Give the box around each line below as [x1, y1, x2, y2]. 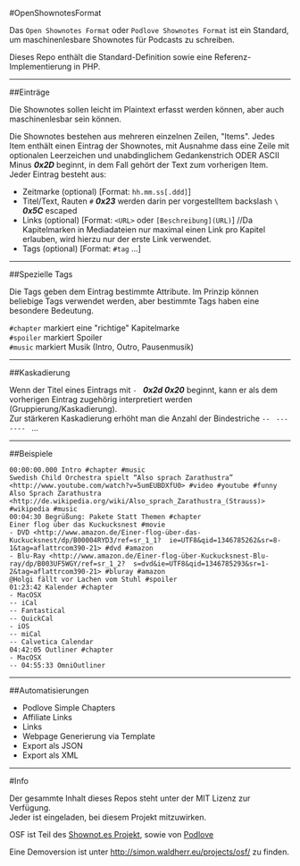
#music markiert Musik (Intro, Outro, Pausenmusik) [9, 341, 195, 352]
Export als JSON [21, 741, 83, 751]
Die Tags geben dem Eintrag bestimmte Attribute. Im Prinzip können [9, 286, 259, 297]
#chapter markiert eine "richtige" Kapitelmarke [9, 323, 180, 333]
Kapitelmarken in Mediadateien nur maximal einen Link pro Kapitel [21, 224, 266, 235]
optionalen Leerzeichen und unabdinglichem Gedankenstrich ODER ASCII [9, 150, 279, 160]
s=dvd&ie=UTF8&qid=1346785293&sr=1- [132, 559, 270, 568]
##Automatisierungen [9, 685, 89, 695]
